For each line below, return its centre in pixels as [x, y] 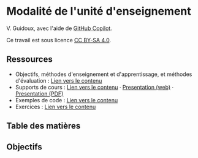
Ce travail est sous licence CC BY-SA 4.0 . [59, 40]
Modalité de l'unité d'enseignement [99, 11]
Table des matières [44, 126]
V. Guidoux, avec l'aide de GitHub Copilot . [59, 28]
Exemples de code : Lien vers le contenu [67, 100]
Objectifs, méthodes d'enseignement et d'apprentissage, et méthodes [104, 74]
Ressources [30, 59]
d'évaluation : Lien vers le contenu [59, 80]
